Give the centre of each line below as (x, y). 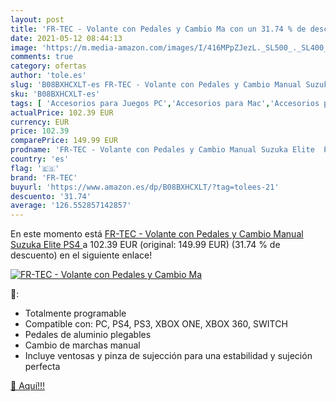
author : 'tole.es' (48, 76)
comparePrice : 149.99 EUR (64, 141)
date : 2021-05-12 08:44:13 (66, 38)
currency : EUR (40, 122)
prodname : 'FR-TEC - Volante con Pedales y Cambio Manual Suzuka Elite (162, 150)
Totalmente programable (75, 313)
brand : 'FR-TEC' (44, 177)
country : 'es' (40, 159)
